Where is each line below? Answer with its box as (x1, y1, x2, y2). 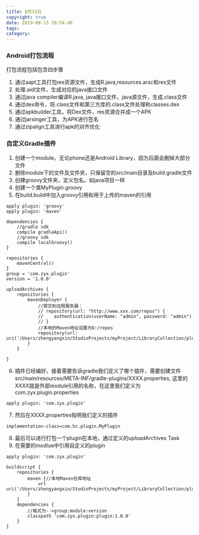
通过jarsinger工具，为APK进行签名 (14, 116, 99, 123)
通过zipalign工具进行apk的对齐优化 (14, 123, 101, 131)
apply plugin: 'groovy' (6, 203, 65, 209)
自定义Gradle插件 (6, 140, 56, 148)
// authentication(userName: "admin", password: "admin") (37, 313, 192, 319)
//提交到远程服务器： (37, 303, 84, 309)
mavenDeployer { (27, 296, 68, 303)
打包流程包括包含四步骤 (6, 66, 63, 73)
